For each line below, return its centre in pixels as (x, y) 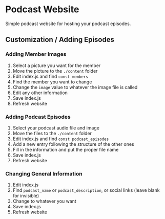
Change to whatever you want (45, 201)
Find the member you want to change (52, 82)
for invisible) (26, 196)
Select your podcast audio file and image (56, 128)
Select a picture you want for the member (57, 65)
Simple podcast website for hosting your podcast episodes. (68, 24)
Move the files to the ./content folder (52, 133)
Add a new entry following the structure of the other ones (73, 144)
